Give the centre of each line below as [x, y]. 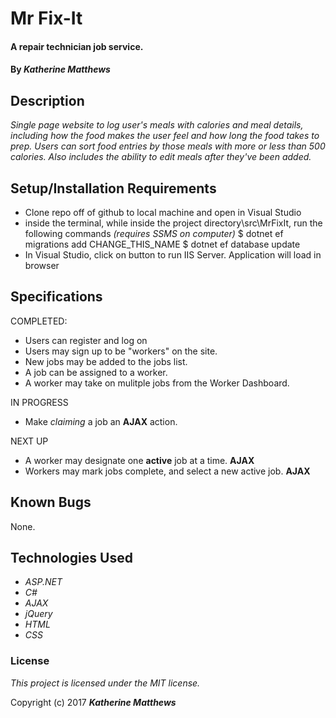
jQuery [38, 614]
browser [42, 265]
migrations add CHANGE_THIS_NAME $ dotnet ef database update [162, 244]
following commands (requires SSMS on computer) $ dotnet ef [154, 233]
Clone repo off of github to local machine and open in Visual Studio [163, 212]
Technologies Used [71, 558]
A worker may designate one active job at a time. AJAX [139, 460]
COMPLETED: [39, 321]
